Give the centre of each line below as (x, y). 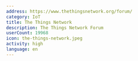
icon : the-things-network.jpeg (44, 38)
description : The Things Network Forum (55, 28)
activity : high (25, 44)
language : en (22, 49)
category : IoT (23, 17)
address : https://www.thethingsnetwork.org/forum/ (69, 11)
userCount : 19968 (27, 33)
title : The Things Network (39, 22)
